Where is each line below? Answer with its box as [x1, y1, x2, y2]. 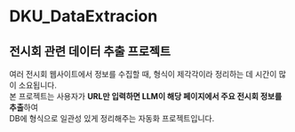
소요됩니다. [18, 80, 58, 90]
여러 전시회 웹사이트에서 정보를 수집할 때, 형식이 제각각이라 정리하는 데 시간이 [9, 69, 277, 79]
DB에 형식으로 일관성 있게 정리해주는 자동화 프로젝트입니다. [9, 113, 215, 123]
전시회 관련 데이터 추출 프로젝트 [9, 43, 171, 58]
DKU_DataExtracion [9, 6, 158, 27]
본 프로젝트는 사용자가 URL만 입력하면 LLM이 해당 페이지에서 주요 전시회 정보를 [9, 91, 283, 101]
